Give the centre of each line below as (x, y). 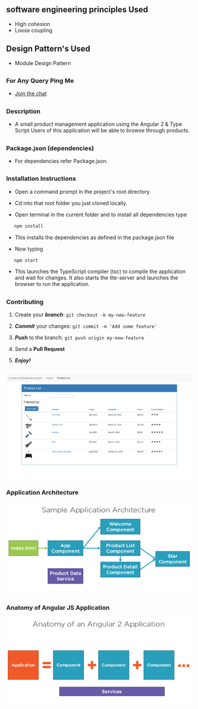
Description (23, 111)
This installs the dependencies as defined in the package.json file (94, 237)
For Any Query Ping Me (40, 81)
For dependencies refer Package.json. (61, 161)
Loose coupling (33, 30)
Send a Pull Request (40, 349)
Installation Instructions (41, 178)
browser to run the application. (52, 284)
